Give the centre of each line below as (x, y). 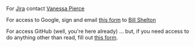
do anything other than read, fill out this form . (62, 37)
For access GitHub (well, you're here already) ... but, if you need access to (98, 31)
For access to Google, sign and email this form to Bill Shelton (81, 20)
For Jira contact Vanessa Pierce (45, 9)
